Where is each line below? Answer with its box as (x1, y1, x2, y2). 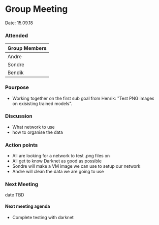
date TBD (5, 192, 25, 198)
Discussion (5, 112, 33, 119)
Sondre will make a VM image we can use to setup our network (12, 163, 141, 169)
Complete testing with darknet (12, 214, 74, 220)
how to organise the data (12, 129, 63, 135)
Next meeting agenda (5, 203, 50, 209)
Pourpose (5, 84, 29, 91)
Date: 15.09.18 (5, 20, 33, 26)
